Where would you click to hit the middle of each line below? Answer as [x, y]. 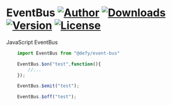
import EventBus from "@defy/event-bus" [68, 53]
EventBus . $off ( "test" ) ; [47, 97]
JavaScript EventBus [32, 42]
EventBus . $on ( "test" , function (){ [59, 64]
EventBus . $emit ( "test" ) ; [48, 86]
